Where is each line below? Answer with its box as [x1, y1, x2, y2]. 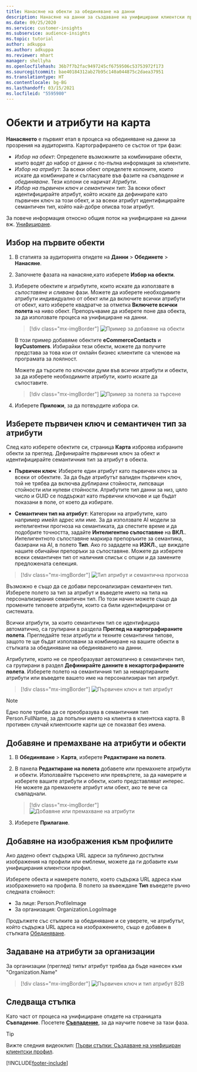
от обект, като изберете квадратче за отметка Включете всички [14, 301, 178, 308]
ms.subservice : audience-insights [6, 31, 91, 36]
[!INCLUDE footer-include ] [6, 1059, 69, 1066]
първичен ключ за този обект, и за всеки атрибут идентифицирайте [14, 196, 185, 203]
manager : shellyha [6, 58, 51, 64]
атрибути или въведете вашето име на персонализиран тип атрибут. [6, 674, 179, 682]
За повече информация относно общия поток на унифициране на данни [6, 214, 186, 221]
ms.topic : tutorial [6, 36, 54, 42]
